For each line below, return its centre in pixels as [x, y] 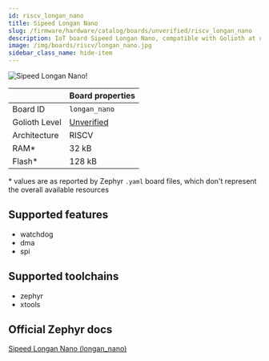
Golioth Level [37, 122]
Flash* [25, 161]
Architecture [36, 135]
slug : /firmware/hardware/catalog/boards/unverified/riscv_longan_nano [130, 30]
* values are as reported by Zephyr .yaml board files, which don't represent [132, 181]
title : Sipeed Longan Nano [53, 23]
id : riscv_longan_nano [46, 16]
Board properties [102, 95]
